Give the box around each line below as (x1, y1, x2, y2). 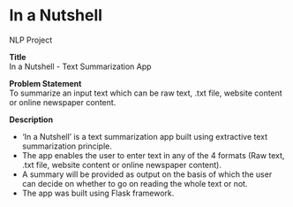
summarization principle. (21, 141, 113, 151)
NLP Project (9, 34, 53, 45)
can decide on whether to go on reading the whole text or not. (21, 178, 248, 188)
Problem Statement (9, 78, 82, 88)
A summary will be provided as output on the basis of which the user (21, 169, 273, 180)
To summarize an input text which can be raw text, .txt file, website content (9, 88, 282, 98)
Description (9, 114, 54, 125)
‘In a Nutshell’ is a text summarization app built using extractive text (21, 131, 268, 142)
